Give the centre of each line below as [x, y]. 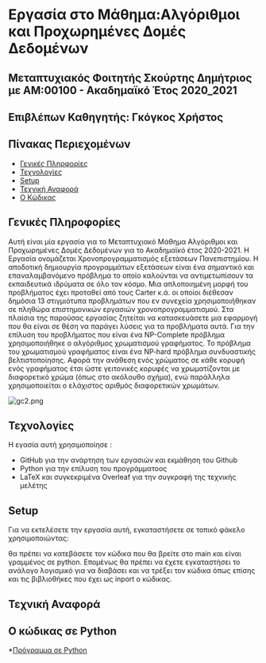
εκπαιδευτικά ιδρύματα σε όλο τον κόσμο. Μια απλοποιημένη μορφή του [128, 283]
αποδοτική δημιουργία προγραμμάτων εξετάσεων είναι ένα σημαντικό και [131, 267]
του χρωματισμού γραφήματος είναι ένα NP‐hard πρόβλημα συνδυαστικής [132, 351]
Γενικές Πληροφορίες [64, 222]
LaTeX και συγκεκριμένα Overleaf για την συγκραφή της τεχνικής [128, 477]
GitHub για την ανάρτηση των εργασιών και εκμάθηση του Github [129, 460]
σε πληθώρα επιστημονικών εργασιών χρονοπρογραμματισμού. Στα [121, 309]
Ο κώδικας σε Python [63, 631]
